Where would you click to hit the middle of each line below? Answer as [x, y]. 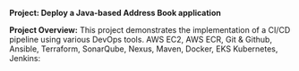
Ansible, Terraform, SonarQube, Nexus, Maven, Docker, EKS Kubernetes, [144, 49]
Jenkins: [25, 58]
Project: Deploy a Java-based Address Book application [115, 13]
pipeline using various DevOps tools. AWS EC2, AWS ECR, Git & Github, [141, 39]
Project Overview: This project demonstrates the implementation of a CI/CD [150, 30]
